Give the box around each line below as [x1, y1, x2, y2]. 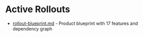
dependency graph [12, 25, 53, 31]
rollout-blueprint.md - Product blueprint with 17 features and [12, 20, 138, 26]
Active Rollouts [5, 4, 70, 15]
